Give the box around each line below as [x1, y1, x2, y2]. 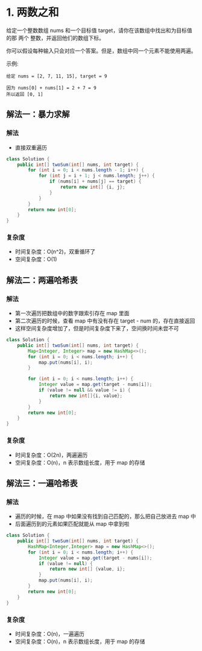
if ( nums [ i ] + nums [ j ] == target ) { [49, 178, 142, 185]
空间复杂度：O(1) [14, 255, 57, 263]
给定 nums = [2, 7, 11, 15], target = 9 [6, 73, 107, 79]
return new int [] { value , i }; [49, 566, 125, 572]
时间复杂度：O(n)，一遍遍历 [14, 630, 84, 637]
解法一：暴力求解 [6, 110, 70, 120]
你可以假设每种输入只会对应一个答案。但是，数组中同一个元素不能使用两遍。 [6, 47, 197, 54]
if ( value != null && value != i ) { [38, 387, 131, 393]
